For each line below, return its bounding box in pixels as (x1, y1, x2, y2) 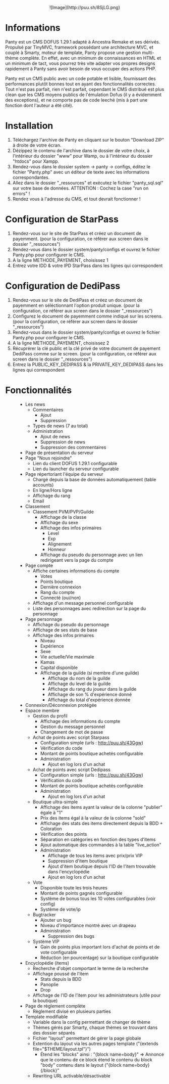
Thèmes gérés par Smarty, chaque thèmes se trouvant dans (32, 1024, 158, 1030)
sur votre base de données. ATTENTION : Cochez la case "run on (12, 185, 149, 191)
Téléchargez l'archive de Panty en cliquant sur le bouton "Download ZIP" (12, 137, 164, 143)
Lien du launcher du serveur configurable (32, 466, 119, 472)
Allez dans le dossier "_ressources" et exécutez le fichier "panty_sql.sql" (12, 179, 164, 186)
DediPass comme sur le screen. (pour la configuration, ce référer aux (12, 350, 156, 356)
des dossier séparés (32, 1029, 75, 1035)
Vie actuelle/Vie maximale (40, 654, 94, 660)
